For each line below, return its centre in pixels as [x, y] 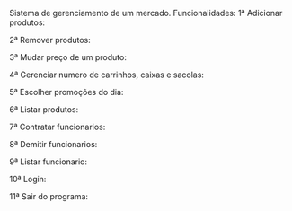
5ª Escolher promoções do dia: [66, 92]
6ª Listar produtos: [44, 110]
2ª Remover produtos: [50, 40]
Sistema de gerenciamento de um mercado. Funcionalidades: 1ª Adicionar [146, 13]
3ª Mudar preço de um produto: [68, 57]
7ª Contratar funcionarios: [58, 127]
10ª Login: [28, 179]
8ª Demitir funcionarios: [53, 144]
